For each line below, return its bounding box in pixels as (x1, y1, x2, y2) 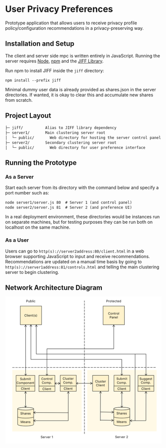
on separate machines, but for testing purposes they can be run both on (5, 219, 153, 225)
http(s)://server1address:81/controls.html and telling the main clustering (5, 264, 160, 270)
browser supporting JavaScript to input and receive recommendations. (5, 253, 150, 259)
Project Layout (5, 112, 51, 120)
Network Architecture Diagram (5, 283, 103, 292)
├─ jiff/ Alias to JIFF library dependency (5, 125, 117, 130)
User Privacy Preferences (5, 3, 113, 15)
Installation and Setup (5, 40, 75, 48)
